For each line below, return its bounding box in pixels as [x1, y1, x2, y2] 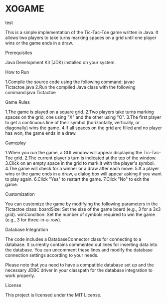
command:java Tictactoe [5, 89, 56, 95]
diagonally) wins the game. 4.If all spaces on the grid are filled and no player [5, 125, 162, 131]
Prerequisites [5, 50, 32, 56]
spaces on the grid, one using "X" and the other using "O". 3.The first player [5, 114, 162, 120]
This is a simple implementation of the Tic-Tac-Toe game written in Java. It [5, 29, 159, 35]
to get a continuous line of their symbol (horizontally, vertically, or [5, 119, 140, 125]
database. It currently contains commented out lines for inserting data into [5, 241, 158, 247]
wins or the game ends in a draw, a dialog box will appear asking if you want [5, 171, 162, 177]
